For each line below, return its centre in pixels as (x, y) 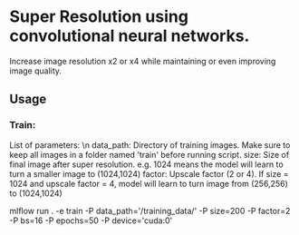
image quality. (35, 71)
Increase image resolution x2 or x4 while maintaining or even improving (143, 61)
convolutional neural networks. (130, 36)
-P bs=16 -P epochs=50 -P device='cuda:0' (91, 220)
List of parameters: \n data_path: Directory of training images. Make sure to (150, 145)
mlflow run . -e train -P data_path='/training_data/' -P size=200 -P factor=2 (150, 211)
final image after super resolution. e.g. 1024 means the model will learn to (146, 164)
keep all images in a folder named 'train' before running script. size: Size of (149, 154)
